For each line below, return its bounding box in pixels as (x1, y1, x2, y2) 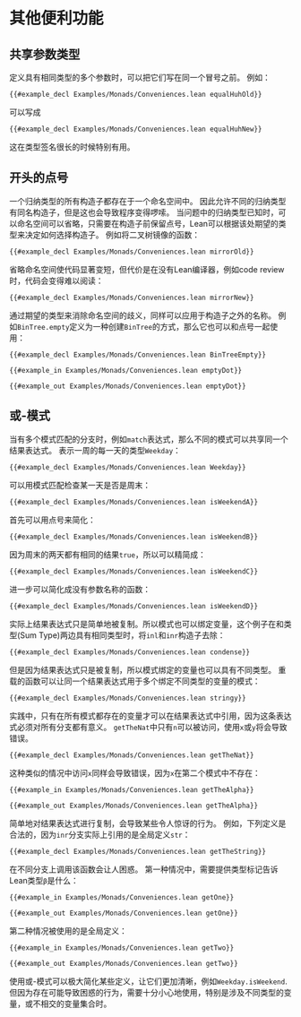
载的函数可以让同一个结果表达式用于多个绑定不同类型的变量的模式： (9, 676, 261, 686)
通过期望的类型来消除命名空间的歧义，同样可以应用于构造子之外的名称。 (9, 310, 276, 321)
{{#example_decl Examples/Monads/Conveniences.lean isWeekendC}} (9, 566, 258, 576)
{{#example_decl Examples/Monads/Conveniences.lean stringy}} (9, 694, 246, 702)
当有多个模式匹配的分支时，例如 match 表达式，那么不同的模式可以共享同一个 (9, 434, 288, 444)
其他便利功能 (9, 8, 105, 29)
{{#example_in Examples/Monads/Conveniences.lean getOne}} (9, 892, 235, 901)
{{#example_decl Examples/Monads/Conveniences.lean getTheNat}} (9, 750, 254, 760)
